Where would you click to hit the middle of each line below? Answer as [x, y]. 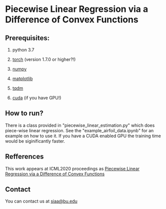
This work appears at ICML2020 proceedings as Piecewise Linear [72, 168]
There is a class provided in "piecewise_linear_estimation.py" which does [80, 125]
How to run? [24, 113]
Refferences [25, 157]
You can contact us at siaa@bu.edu [41, 201]
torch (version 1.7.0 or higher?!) [44, 59]
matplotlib [23, 78]
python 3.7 [23, 50]
